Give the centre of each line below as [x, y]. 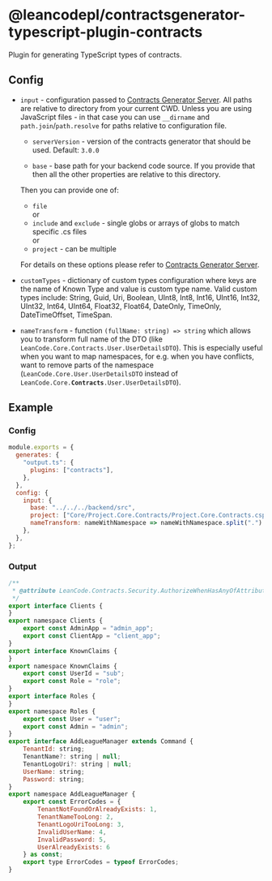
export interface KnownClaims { [63, 651]
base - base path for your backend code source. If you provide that [144, 165]
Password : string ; [54, 779]
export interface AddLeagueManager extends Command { [101, 741]
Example [31, 408]
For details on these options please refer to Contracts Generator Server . [140, 264]
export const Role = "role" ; [72, 681]
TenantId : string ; [54, 749]
